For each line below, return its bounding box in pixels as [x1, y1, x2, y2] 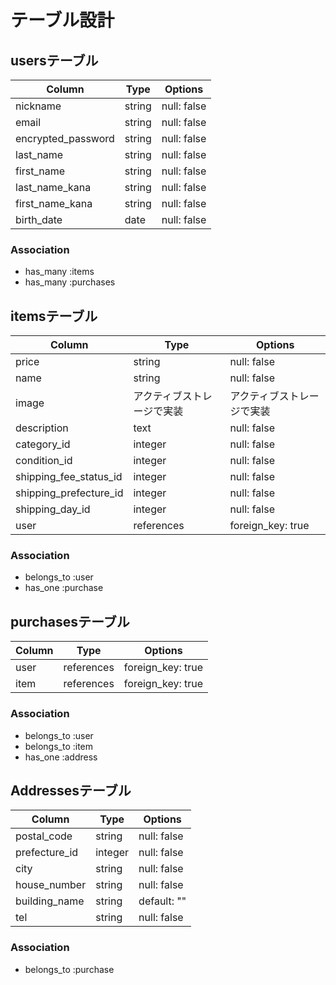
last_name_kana [15, 181, 92, 194]
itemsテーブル [10, 307, 98, 325]
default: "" [138, 894, 187, 908]
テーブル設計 [10, 9, 115, 32]
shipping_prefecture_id [15, 486, 124, 500]
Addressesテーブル [10, 782, 132, 799]
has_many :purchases [24, 276, 116, 288]
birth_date [15, 213, 63, 226]
